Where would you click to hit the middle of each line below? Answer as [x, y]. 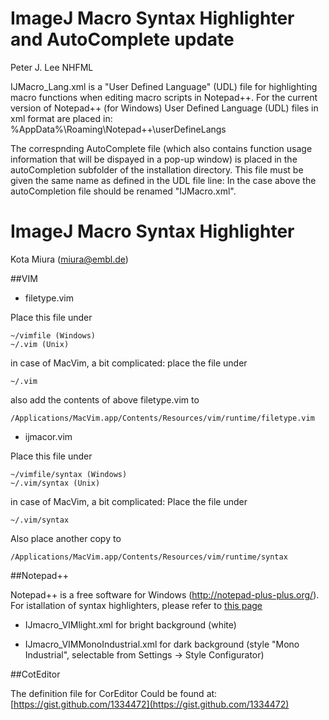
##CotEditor [35, 674]
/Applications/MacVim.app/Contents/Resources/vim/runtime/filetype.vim [162, 418]
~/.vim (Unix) [40, 344]
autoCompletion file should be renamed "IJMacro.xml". [123, 191]
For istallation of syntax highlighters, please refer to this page [136, 605]
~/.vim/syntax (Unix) [55, 483]
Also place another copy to [66, 538]
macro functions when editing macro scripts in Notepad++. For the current [164, 97]
